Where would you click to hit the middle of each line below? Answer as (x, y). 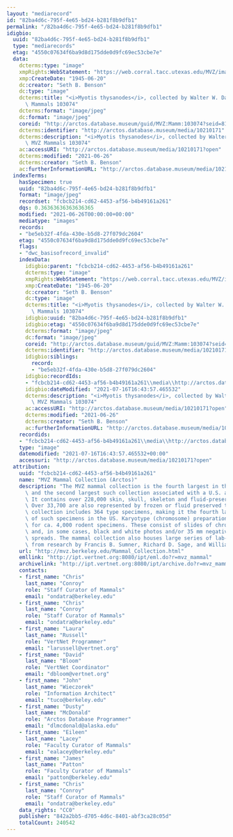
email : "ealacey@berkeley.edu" (70, 752)
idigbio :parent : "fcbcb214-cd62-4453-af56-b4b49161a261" (109, 266)
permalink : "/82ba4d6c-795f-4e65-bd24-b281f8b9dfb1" (85, 26)
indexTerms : (30, 175)
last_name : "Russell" (56, 635)
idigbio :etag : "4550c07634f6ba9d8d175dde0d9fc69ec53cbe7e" (112, 324)
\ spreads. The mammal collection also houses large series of (119, 538)
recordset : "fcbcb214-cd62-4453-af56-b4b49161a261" (95, 202)
